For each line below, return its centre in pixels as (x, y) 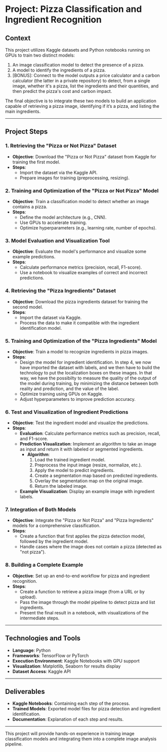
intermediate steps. (40, 618)
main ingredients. (23, 111)
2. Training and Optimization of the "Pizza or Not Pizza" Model (82, 191)
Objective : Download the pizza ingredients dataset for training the (80, 301)
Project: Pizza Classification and (74, 9)
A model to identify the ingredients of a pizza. (59, 70)
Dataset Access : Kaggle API (42, 671)
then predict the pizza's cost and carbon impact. (62, 91)
